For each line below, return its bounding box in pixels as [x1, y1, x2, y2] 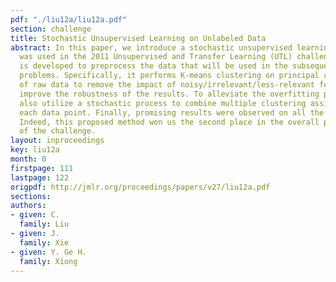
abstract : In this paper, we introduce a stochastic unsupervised [10, 42, 293, 53]
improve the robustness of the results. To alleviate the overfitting [19, 89, 320, 99]
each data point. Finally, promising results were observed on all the [19, 107, 325, 118]
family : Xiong [19, 256, 78, 266]
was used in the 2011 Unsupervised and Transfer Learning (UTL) [19, 52, 293, 62]
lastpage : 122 [10, 172, 70, 183]
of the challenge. [19, 126, 97, 136]
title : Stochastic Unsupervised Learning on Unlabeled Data [10, 33, 267, 43]
